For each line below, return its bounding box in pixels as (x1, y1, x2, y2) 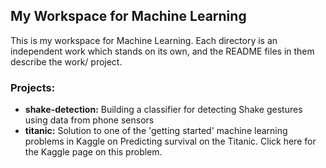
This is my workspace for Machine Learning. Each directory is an (10, 34, 278, 46)
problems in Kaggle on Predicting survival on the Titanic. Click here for (24, 135, 317, 148)
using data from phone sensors (24, 114, 155, 126)
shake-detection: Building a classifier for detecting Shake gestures (24, 104, 303, 116)
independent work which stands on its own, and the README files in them (10, 45, 315, 57)
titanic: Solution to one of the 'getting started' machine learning (24, 125, 288, 137)
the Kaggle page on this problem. (24, 146, 163, 158)
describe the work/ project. (10, 55, 123, 68)
